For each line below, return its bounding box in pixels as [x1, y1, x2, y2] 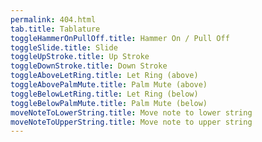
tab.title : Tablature [10, 24, 101, 34]
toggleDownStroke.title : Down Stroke [10, 61, 168, 71]
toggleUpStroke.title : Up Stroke [10, 52, 150, 62]
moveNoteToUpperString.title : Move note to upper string [10, 117, 253, 127]
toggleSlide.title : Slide [10, 42, 118, 53]
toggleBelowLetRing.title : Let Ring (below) [10, 89, 199, 99]
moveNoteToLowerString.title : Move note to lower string [10, 107, 253, 118]
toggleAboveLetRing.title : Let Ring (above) [10, 71, 199, 81]
